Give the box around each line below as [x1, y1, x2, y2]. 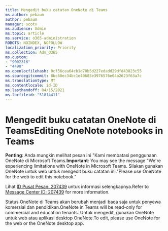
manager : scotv [5, 21, 38, 27]
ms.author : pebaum [5, 12, 44, 17]
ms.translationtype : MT [5, 78, 56, 83]
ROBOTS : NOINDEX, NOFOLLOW [5, 41, 62, 46]
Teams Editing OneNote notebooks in [5, 125, 163, 136]
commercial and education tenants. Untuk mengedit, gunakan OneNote [5, 210, 154, 216]
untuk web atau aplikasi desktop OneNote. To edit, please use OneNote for [5, 215, 160, 221]
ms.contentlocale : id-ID [5, 83, 58, 88]
